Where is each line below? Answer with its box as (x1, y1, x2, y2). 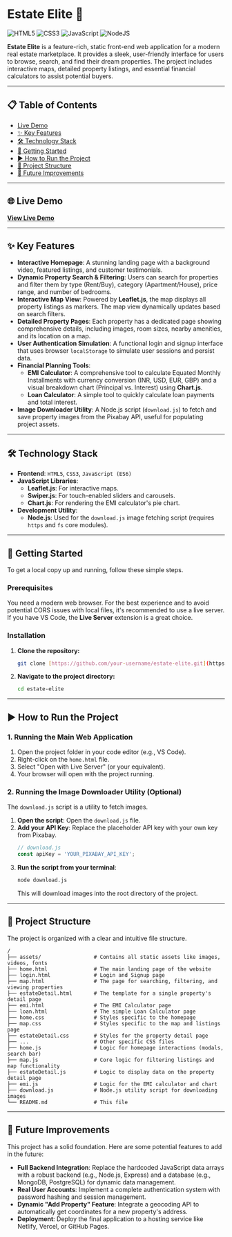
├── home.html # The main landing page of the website (7, 965, 212, 973)
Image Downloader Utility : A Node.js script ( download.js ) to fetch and (17, 405, 217, 414)
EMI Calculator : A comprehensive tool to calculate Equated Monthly (27, 369, 221, 377)
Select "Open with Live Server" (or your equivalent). (17, 762, 166, 771)
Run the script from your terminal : (17, 863, 117, 872)
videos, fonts (7, 960, 48, 966)
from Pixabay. (17, 831, 57, 839)
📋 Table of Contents (7, 100, 98, 111)
